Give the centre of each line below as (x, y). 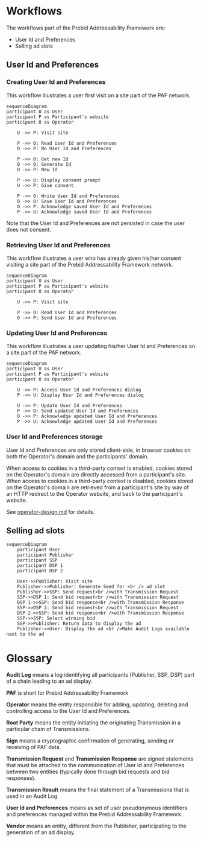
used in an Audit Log (32, 796)
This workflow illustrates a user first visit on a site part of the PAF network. (99, 95)
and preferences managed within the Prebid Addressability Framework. (94, 814)
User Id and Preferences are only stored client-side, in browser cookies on (99, 450)
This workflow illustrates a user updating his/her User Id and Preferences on (101, 346)
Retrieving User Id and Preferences (58, 245)
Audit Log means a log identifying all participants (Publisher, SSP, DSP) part (100, 675)
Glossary (29, 658)
